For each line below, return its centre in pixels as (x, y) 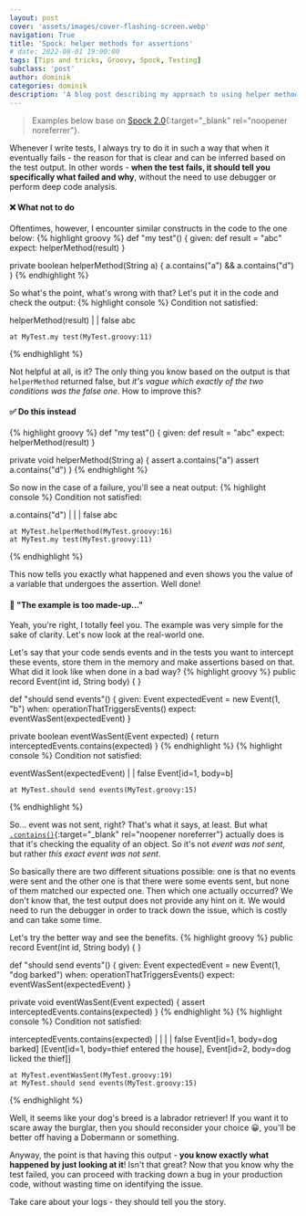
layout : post (34, 18)
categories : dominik (49, 86)
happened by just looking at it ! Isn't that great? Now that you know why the (152, 1165)
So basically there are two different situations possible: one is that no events (153, 872)
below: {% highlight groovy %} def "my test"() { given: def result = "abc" (146, 237)
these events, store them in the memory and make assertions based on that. (152, 662)
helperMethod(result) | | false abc (73, 320)
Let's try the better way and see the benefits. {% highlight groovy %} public (151, 938)
